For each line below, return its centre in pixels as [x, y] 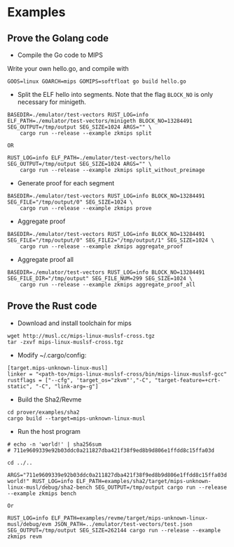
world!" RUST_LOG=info [40, 481]
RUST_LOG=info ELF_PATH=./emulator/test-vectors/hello [89, 158]
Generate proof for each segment [66, 183]
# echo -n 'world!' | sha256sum [54, 444]
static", [20, 386]
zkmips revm [25, 536]
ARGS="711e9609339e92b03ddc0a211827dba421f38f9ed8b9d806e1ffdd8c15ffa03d [117, 475]
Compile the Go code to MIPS [60, 55]
